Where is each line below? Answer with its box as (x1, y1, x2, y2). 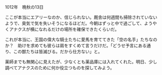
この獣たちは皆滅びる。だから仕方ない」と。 (13, 49, 103, 54)
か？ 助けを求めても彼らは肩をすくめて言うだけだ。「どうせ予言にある (5, 43, 147, 48)
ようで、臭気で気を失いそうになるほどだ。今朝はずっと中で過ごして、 (5, 21, 144, 26)
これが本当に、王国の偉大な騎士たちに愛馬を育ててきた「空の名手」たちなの (5, 37, 158, 42)
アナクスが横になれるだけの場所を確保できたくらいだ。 (9, 26, 119, 32)
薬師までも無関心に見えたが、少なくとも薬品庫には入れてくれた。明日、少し (5, 59, 157, 64)
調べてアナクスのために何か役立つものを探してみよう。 (5, 65, 115, 71)
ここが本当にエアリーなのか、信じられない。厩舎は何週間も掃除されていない (5, 14, 158, 20)
